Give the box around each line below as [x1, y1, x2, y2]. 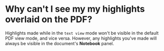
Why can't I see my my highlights [5, 3, 145, 15]
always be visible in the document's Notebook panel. [5, 40, 114, 46]
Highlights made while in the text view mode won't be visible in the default [5, 30, 159, 36]
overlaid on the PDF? [5, 14, 92, 25]
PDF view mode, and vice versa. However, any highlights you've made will [5, 35, 157, 41]
